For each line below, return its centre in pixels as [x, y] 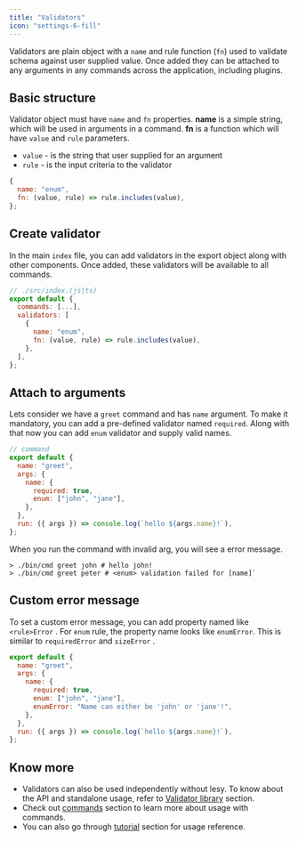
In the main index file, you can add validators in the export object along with [148, 255]
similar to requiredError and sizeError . [82, 641]
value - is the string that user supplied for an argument [122, 156]
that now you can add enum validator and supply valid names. [121, 433]
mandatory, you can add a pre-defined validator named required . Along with [149, 424]
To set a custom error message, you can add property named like [129, 622]
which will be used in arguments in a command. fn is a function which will [144, 129]
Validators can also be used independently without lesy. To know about [153, 789]
